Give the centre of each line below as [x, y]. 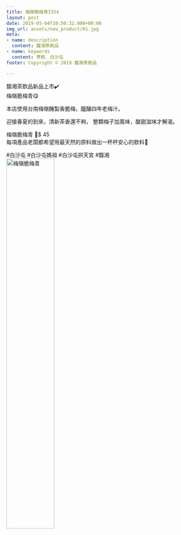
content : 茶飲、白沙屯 [38, 57]
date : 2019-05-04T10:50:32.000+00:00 [54, 23]
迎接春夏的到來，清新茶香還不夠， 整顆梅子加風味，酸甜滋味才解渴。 [92, 121]
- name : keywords [28, 52]
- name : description [32, 40]
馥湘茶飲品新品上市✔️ [33, 86]
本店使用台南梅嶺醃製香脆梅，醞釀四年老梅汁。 [65, 108]
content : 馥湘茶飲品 [36, 46]
